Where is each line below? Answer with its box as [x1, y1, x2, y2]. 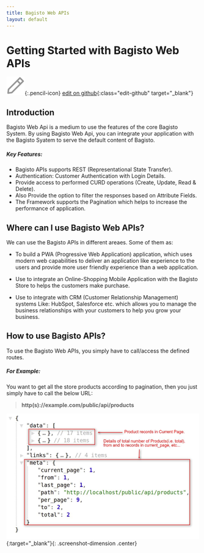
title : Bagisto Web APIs [6, 10, 70, 16]
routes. [6, 353, 24, 361]
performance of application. [15, 205, 86, 212]
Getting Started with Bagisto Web [6, 43, 180, 57]
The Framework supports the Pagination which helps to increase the [15, 199, 188, 206]
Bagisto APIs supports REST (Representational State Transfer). [15, 166, 173, 174]
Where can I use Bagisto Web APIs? [6, 222, 145, 233]
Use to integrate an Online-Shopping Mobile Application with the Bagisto [15, 276, 199, 283]
